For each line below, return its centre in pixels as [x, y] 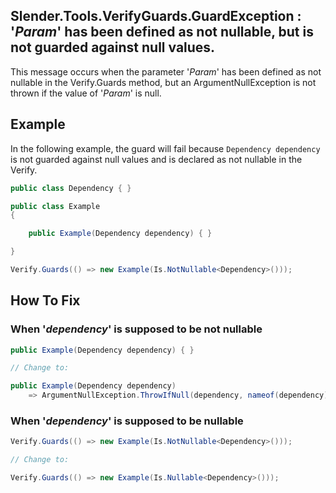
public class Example [55, 206]
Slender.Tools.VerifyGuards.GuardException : [156, 16]
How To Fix [45, 300]
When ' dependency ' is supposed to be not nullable [136, 329]
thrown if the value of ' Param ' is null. [86, 93]
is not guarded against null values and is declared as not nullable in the [156, 159]
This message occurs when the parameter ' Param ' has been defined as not [166, 71]
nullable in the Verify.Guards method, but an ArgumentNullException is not [163, 82]
